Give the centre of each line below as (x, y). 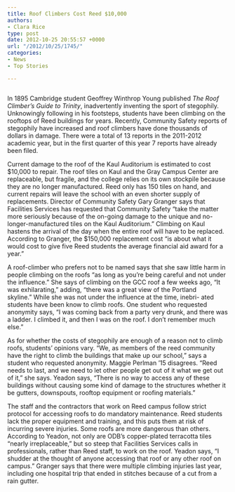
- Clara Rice (26, 27)
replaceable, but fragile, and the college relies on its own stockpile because (116, 179)
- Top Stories (28, 66)
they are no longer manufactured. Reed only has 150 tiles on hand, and (109, 186)
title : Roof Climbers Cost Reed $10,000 (67, 14)
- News (17, 60)
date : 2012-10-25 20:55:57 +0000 (56, 40)
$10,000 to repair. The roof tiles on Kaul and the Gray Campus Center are (113, 171)
